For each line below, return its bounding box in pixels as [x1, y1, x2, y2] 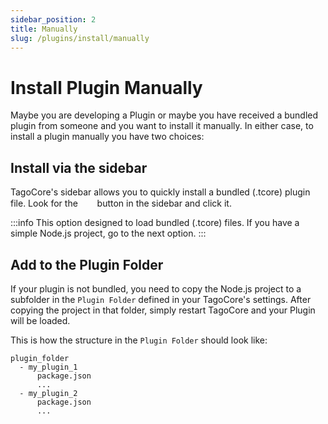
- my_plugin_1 [19, 362, 78, 372]
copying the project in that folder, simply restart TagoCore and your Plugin [10, 304, 316, 316]
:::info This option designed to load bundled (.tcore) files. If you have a [10, 217, 300, 229]
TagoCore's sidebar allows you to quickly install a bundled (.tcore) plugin [10, 186, 311, 198]
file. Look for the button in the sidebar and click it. [10, 197, 232, 210]
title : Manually [10, 24, 78, 34]
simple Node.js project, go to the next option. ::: [10, 227, 207, 240]
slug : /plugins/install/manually [10, 33, 150, 43]
